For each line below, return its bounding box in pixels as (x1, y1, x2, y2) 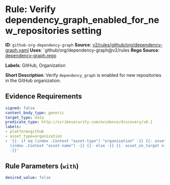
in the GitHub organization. (5, 77, 61, 83)
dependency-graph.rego (5, 52, 57, 59)
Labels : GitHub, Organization (5, 62, 66, 68)
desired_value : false (5, 175, 51, 180)
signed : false (5, 105, 35, 111)
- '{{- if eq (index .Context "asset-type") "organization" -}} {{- (5, 138, 153, 144)
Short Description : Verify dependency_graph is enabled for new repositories (5, 72, 162, 78)
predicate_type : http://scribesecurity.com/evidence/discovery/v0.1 (5, 120, 153, 125)
